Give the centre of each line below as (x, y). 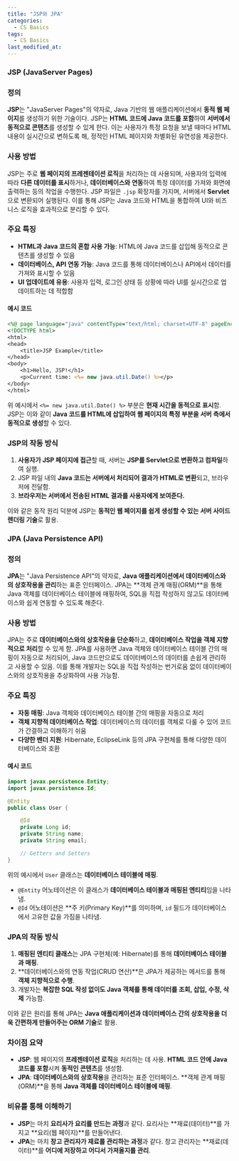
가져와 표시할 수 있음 (46, 273)
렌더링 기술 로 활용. (33, 519)
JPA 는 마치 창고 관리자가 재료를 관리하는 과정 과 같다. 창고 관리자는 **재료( (120, 1141)
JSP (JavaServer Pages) (50, 72)
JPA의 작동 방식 (33, 937)
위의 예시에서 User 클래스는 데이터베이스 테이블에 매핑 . (83, 874)
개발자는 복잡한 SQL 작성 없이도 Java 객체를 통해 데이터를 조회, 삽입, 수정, (119, 989)
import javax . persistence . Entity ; (59, 781)
